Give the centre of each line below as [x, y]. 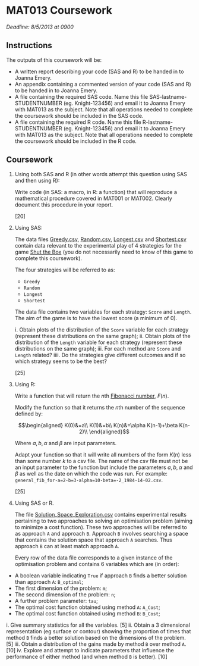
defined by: [29, 414]
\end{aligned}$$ [109, 432]
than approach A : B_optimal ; [49, 581]
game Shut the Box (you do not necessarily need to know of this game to [104, 252]
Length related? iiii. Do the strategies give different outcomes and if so [100, 355]
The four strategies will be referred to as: [65, 270]
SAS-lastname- [168, 96]
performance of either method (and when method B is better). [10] [87, 656]
